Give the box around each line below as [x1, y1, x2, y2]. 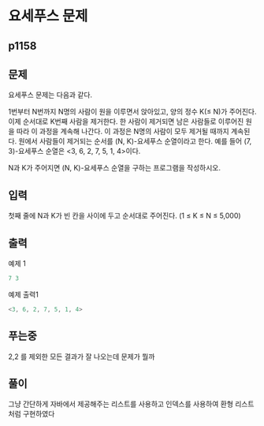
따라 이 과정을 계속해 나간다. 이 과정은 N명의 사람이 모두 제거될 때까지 [16, 127, 230, 136]
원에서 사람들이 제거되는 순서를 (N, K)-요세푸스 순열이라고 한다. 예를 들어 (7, [18, 136, 252, 146]
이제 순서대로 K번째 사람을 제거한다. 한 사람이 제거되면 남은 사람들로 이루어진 [8, 117, 244, 126]
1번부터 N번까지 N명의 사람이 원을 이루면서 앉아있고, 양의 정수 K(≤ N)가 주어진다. [8, 107, 257, 117]
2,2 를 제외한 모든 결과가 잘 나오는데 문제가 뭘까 [8, 352, 155, 361]
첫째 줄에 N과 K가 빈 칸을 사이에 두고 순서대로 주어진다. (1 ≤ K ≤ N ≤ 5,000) [8, 211, 242, 221]
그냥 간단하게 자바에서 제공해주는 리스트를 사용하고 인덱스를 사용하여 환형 [8, 399, 234, 409]
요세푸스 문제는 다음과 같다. [8, 90, 93, 99]
